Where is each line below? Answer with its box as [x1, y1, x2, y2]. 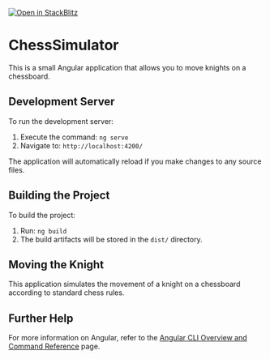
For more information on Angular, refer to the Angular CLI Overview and [8, 333, 247, 343]
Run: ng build [19, 225, 67, 235]
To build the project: [8, 210, 75, 220]
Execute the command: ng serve [19, 132, 129, 142]
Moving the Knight [8, 258, 104, 271]
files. [8, 165, 25, 174]
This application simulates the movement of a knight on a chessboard [8, 280, 241, 289]
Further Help [8, 311, 74, 325]
